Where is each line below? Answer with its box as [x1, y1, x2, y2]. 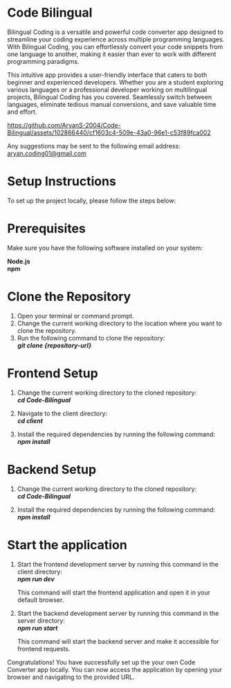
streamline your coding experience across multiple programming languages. [7, 35, 225, 43]
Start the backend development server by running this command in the [17, 609, 219, 617]
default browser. [17, 595, 64, 604]
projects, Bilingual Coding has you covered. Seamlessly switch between [7, 92, 212, 101]
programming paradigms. [7, 57, 80, 65]
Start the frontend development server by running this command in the [17, 560, 219, 568]
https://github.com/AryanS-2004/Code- [7, 121, 121, 129]
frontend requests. [17, 644, 71, 653]
